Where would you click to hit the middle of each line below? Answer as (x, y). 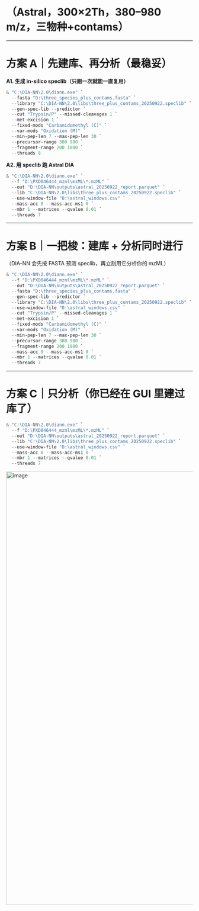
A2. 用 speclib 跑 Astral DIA (40, 165)
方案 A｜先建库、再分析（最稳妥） (89, 64)
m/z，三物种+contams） (68, 27)
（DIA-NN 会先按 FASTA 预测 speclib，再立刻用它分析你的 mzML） (88, 264)
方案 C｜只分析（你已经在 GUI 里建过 (95, 394)
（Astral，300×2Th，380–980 (84, 12)
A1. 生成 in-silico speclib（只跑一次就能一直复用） (68, 81)
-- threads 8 (26, 153)
